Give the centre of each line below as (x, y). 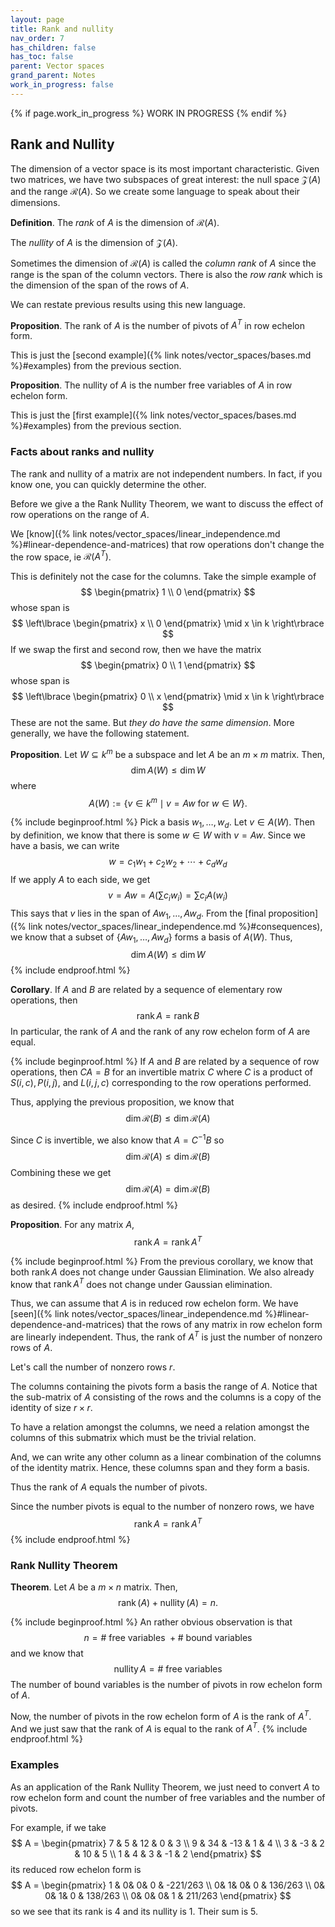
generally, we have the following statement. (100, 733)
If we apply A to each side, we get (80, 880)
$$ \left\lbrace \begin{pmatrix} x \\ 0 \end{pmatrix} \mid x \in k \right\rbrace (168, 623)
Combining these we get (61, 1173)
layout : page (37, 19)
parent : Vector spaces (57, 66)
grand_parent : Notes (53, 76)
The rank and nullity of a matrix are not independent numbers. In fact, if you (166, 473)
